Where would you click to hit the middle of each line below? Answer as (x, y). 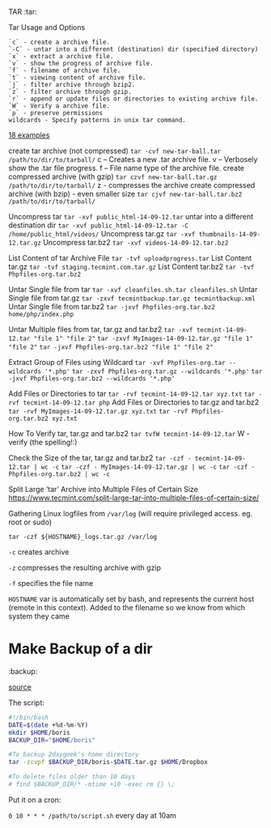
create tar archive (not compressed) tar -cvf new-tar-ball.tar (114, 151)
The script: (26, 703)
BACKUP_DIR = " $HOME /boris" (52, 740)
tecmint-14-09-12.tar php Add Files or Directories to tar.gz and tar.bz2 (141, 402)
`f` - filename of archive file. (65, 70)
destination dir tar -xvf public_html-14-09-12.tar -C (98, 225)
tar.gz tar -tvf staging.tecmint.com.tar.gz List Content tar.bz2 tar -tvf (131, 267)
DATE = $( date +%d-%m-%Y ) (49, 725)
